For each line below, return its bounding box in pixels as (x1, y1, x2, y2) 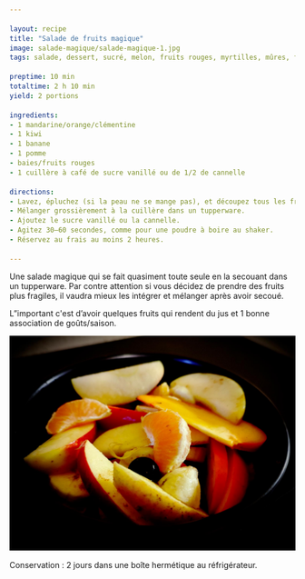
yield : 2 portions (9, 91, 79, 100)
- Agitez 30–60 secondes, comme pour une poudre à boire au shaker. (9, 225, 274, 235)
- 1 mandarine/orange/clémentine (9, 120, 136, 129)
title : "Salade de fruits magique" (9, 34, 144, 43)
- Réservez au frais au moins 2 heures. (9, 235, 165, 245)
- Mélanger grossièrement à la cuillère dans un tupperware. (9, 206, 246, 215)
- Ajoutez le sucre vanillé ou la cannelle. (9, 216, 181, 225)
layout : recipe (9, 24, 67, 34)
